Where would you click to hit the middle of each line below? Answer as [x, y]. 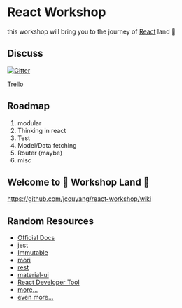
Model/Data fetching [47, 145]
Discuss [25, 54]
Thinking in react [42, 130]
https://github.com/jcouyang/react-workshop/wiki [79, 199]
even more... [35, 297]
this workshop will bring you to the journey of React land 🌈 [92, 31]
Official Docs [36, 238]
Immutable [33, 253]
